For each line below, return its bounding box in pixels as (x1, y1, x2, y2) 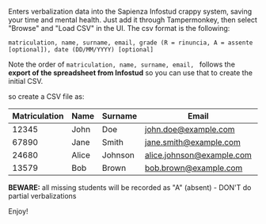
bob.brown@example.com (145, 162, 243, 173)
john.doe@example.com (145, 124, 235, 135)
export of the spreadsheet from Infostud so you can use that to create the (8, 68, 253, 78)
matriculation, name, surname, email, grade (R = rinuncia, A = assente (8, 39, 253, 47)
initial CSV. (8, 77, 44, 85)
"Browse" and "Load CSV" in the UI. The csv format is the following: (8, 24, 230, 32)
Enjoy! (8, 207, 29, 216)
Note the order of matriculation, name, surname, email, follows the (8, 59, 236, 69)
